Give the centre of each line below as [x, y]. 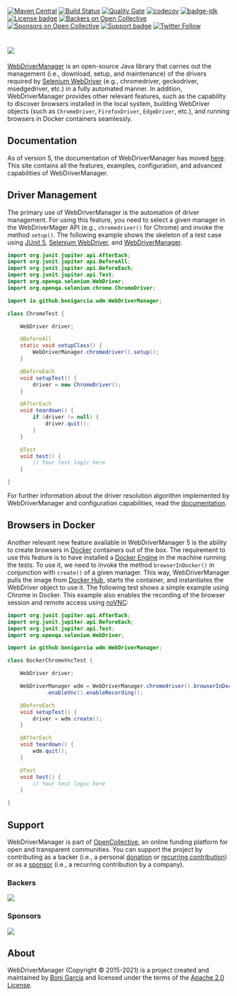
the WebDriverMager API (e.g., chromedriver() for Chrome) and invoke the [115, 227]
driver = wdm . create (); [67, 719]
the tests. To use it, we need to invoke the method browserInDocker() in [111, 565]
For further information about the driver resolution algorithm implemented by [119, 496]
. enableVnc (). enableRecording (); [94, 693]
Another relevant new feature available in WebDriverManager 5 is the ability [117, 542]
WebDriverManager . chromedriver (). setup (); [96, 352]
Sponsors [24, 916]
